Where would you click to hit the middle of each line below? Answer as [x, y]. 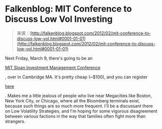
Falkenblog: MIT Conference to [68, 9]
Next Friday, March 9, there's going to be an [49, 58]
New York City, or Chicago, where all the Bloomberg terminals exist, [73, 100]
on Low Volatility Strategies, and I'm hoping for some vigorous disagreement [81, 111]
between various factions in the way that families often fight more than [75, 116]
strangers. [15, 121]
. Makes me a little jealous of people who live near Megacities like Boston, [79, 96]
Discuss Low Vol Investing [59, 19]
